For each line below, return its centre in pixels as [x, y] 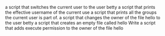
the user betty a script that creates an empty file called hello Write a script [80, 23]
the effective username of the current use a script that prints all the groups [81, 12]
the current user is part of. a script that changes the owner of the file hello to [83, 18]
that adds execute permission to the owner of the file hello [64, 28]
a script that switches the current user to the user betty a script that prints [80, 7]
